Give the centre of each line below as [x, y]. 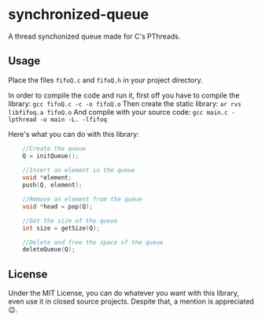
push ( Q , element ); [52, 185]
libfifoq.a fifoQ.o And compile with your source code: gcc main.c [118, 112]
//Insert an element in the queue [79, 171]
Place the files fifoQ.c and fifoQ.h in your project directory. [105, 79]
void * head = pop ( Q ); [57, 206]
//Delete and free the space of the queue [93, 242]
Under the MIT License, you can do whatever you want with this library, [124, 293]
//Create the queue [54, 148]
